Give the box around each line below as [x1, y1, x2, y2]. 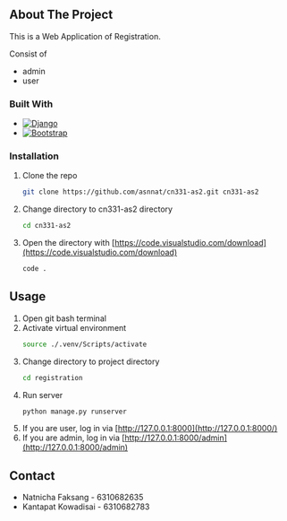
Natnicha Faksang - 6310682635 [21, 492, 144, 503]
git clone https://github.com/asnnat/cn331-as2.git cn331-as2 [21, 187, 259, 196]
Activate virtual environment [21, 322, 127, 333]
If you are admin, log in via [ [21, 432, 125, 443]
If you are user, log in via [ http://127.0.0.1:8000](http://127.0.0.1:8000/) [21, 423, 278, 434]
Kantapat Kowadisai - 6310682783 [21, 501, 150, 512]
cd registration [21, 373, 83, 382]
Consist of [9, 48, 47, 59]
